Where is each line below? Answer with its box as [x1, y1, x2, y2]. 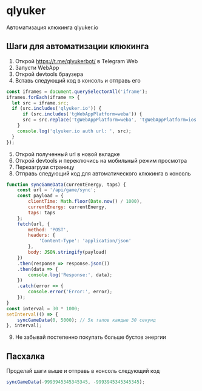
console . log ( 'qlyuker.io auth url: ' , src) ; [17, 128, 132, 134]
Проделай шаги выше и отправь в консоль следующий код [6, 367, 160, 375]
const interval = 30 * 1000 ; [6, 305, 80, 311]
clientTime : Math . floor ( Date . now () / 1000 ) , [28, 199, 143, 205]
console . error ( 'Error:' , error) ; [28, 289, 113, 295]
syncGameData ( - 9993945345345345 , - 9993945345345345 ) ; [6, 379, 146, 386]
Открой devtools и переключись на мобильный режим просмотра [15, 157, 187, 164]
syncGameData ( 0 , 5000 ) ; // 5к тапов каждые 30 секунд [17, 317, 156, 323]
